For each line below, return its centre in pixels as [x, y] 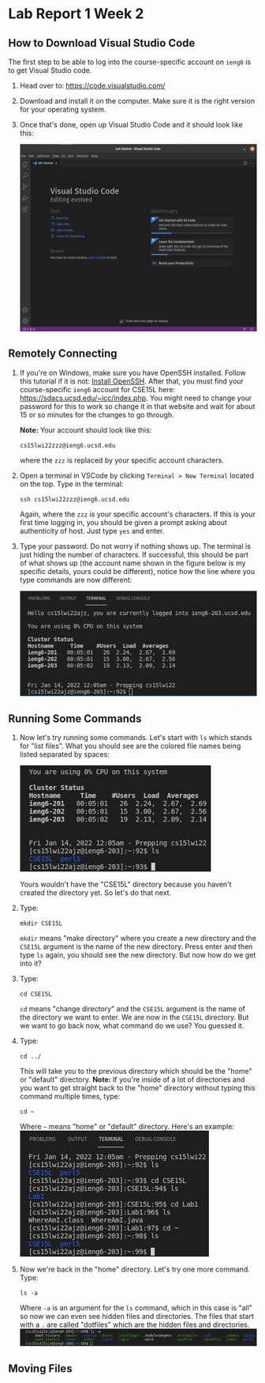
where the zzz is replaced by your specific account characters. [122, 460]
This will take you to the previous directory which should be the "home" [136, 1071]
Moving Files [40, 1368]
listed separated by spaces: [65, 754]
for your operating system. [63, 109]
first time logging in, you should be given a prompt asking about [123, 522]
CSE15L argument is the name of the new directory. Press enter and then [136, 947]
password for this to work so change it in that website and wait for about [137, 406]
